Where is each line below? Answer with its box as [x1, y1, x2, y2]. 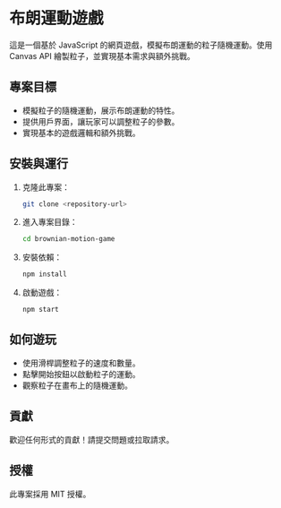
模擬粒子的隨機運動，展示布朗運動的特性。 [21, 105, 180, 116]
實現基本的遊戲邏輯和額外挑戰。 [21, 127, 140, 138]
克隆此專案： [21, 181, 70, 193]
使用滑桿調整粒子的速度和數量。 [21, 357, 140, 368]
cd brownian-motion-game [21, 235, 115, 244]
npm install [21, 270, 67, 279]
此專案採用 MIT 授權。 [9, 488, 91, 499]
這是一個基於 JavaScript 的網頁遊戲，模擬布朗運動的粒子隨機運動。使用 [9, 39, 273, 50]
